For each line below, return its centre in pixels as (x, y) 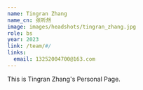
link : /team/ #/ (29, 46)
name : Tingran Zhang (38, 14)
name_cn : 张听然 (29, 20)
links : (17, 53)
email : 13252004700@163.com (55, 59)
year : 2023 (23, 40)
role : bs (20, 33)
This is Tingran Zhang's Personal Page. (64, 79)
